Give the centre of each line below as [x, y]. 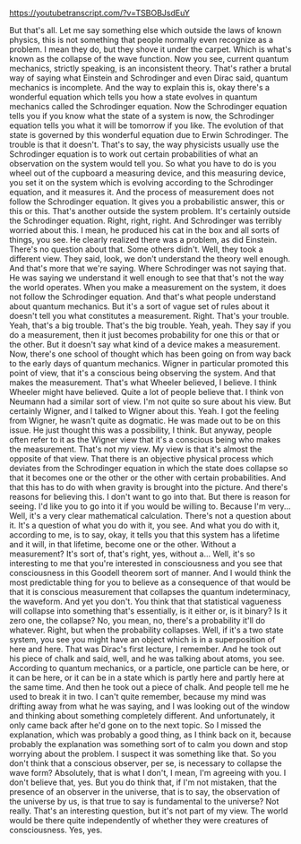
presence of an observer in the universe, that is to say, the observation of [145, 792]
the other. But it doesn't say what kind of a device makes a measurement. [145, 344]
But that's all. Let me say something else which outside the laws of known [146, 30]
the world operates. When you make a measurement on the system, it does [148, 287]
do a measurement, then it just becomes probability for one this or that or [145, 335]
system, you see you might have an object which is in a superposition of [142, 639]
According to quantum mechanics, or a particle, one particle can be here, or [149, 668]
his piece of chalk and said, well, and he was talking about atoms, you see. [147, 659]
